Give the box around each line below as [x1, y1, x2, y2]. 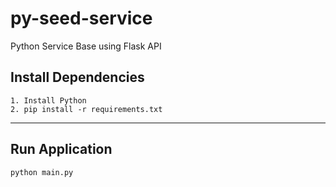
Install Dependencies [10, 69, 145, 86]
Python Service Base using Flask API [10, 40, 162, 52]
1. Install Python [10, 95, 87, 106]
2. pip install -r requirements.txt [10, 104, 163, 114]
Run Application [10, 141, 113, 158]
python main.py [10, 167, 74, 177]
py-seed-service [10, 7, 153, 30]
